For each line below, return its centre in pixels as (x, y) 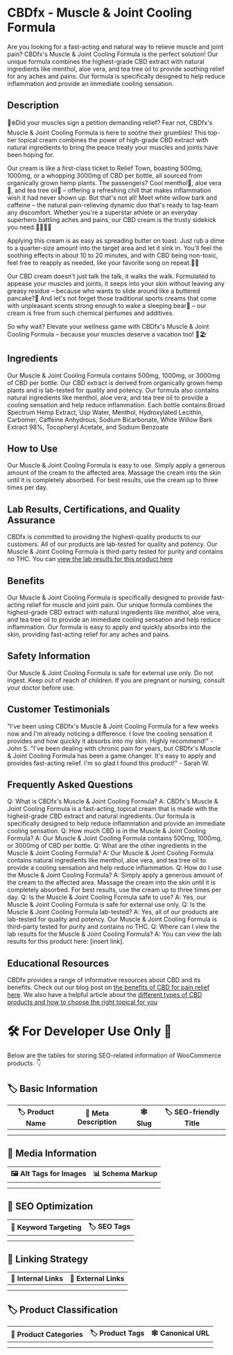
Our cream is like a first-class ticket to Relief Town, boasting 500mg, (105, 168)
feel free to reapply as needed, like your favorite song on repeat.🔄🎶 (103, 262)
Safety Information (49, 656)
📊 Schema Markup (126, 1173)
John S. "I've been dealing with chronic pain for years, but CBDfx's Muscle (114, 748)
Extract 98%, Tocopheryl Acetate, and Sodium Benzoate (88, 427)
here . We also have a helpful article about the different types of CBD (105, 995)
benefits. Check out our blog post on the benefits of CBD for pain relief (109, 987)
